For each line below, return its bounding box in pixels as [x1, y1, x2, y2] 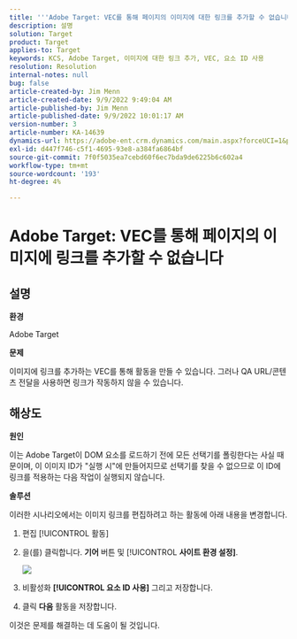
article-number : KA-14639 [9, 128, 104, 137]
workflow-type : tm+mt [9, 161, 89, 170]
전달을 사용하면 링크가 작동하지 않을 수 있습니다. [18, 377, 184, 388]
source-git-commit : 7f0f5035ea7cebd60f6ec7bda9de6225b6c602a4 [9, 152, 243, 162]
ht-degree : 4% [9, 178, 62, 187]
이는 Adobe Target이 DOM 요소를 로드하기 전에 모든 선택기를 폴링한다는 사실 [9, 449, 276, 460]
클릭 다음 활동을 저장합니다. [21, 601, 118, 612]
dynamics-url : [9, 136, 62, 145]
